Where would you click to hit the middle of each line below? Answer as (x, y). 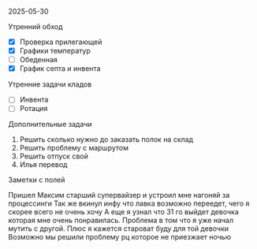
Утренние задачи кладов (50, 84)
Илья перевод (43, 165)
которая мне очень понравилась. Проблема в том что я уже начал (121, 221)
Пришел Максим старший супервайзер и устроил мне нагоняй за (119, 195)
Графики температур (55, 51)
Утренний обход (35, 26)
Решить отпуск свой (54, 156)
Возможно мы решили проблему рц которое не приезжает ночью (119, 237)
